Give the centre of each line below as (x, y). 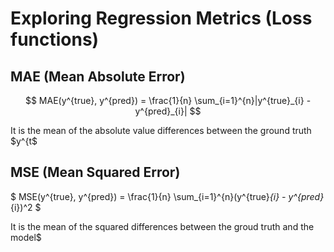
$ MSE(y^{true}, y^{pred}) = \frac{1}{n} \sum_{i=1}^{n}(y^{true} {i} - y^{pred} (167, 196)
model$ (26, 237)
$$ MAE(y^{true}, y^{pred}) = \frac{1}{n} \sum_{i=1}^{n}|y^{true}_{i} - (168, 100)
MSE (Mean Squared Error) (95, 172)
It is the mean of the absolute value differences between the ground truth (161, 130)
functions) (55, 39)
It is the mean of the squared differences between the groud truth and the (162, 226)
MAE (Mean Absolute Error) (98, 76)
